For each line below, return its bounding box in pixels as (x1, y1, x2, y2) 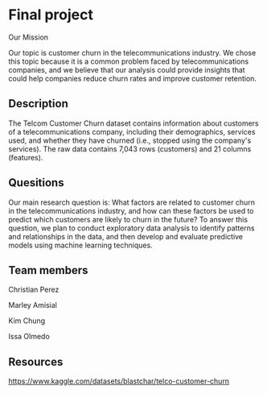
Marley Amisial (8, 301, 58, 310)
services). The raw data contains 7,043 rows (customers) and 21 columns (8, 143, 252, 154)
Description (8, 97, 68, 110)
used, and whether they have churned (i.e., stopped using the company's (8, 135, 252, 145)
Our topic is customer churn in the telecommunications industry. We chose (8, 48, 257, 57)
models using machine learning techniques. (8, 240, 153, 250)
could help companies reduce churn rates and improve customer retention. (8, 73, 257, 83)
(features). (8, 152, 43, 162)
